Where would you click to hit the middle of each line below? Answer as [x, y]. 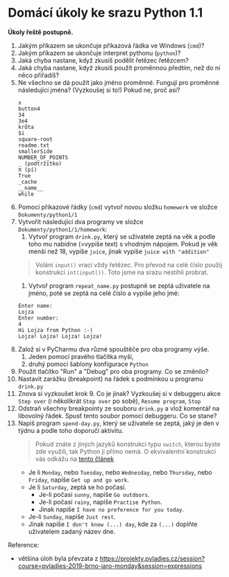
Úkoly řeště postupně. [41, 32]
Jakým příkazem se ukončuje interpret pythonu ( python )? [99, 53]
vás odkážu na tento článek [75, 459]
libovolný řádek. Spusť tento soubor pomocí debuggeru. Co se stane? [117, 416]
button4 [29, 109]
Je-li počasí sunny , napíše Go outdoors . [94, 494]
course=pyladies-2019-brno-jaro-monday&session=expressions [110, 566]
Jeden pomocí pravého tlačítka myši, [81, 356]
